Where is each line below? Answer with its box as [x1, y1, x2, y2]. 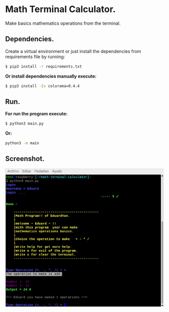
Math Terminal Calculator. [5, 4, 116, 15]
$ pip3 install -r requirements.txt [5, 64, 82, 69]
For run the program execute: [5, 111, 68, 117]
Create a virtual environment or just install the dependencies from [5, 48, 141, 54]
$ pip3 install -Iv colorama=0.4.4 [5, 83, 80, 89]
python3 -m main [5, 141, 39, 146]
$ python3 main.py [5, 121, 44, 127]
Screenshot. [5, 155, 45, 163]
